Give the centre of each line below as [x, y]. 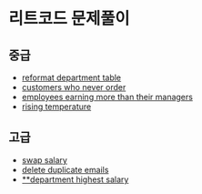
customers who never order [74, 87]
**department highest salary [75, 179]
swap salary [44, 159]
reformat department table [71, 77]
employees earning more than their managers [107, 97]
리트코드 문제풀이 [69, 19]
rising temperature [56, 107]
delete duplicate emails [65, 169]
